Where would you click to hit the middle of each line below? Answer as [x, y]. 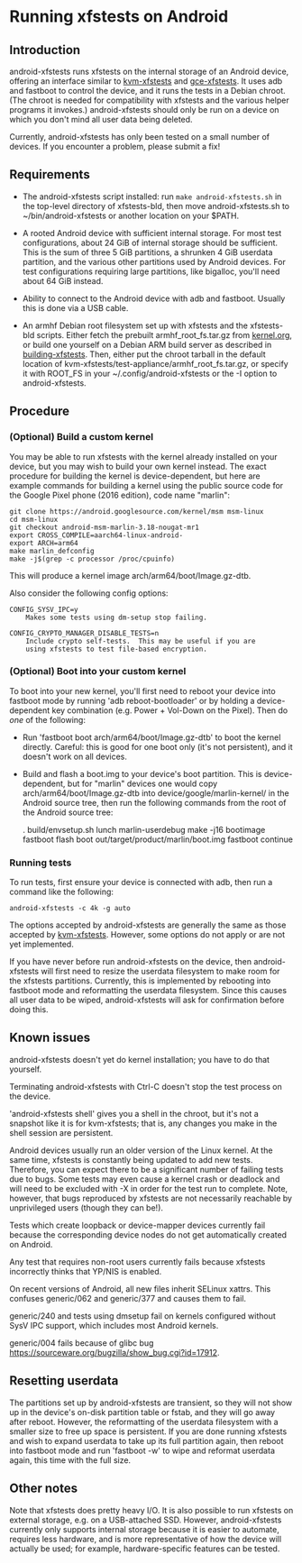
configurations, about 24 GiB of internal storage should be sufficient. [150, 242]
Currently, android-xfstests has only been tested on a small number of [140, 137]
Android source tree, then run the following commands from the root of [154, 802]
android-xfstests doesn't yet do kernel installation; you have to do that [140, 1059]
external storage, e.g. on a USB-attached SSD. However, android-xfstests [146, 1520]
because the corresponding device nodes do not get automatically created [148, 1234]
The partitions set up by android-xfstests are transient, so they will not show [151, 1403]
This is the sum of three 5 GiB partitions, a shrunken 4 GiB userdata [147, 252]
